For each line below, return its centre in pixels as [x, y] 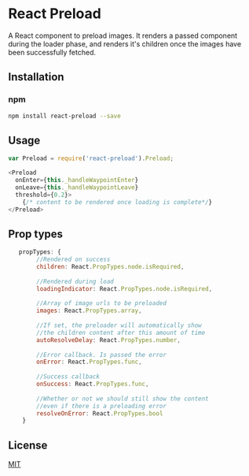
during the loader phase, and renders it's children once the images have [125, 43]
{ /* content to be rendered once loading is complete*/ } [117, 202]
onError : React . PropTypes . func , [90, 362]
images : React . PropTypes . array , [90, 311]
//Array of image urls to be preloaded [102, 303]
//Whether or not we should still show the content [123, 399]
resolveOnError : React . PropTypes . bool [100, 413]
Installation [36, 77]
